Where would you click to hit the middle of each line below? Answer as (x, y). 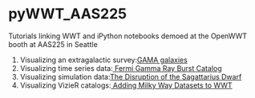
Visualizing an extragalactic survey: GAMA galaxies (104, 60)
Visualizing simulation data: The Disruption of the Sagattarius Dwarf (131, 76)
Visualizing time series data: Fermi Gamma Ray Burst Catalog (121, 68)
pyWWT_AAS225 (67, 14)
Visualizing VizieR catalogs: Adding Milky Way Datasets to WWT (126, 85)
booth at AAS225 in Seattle (53, 44)
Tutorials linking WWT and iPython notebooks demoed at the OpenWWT (127, 36)
